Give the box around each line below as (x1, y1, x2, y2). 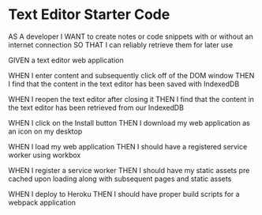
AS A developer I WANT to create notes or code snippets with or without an (8, 32, 254, 41)
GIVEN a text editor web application (8, 55, 124, 65)
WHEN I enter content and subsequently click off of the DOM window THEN (8, 70, 255, 80)
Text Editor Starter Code (8, 6, 170, 24)
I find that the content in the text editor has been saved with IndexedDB (8, 79, 240, 89)
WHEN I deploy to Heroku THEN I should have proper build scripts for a (8, 189, 240, 198)
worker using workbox (8, 150, 81, 160)
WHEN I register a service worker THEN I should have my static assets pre (8, 165, 250, 175)
